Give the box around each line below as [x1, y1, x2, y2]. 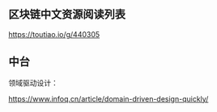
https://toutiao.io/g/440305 [8, 29, 100, 39]
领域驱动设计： [8, 77, 58, 87]
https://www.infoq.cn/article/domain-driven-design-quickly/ [8, 93, 209, 103]
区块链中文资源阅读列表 [8, 7, 126, 22]
